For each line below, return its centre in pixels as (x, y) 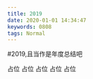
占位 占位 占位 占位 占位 (42, 69)
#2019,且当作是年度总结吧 (45, 54)
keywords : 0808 (30, 27)
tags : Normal (26, 33)
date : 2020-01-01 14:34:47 (47, 20)
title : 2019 (25, 14)
